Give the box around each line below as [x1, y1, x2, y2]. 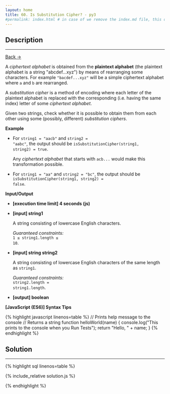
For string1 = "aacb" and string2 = [12, 135, 88, 141]
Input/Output [5, 191, 34, 197]
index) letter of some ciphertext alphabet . [5, 100, 92, 106]
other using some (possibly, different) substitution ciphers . [5, 116, 127, 122]
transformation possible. [12, 161, 64, 167]
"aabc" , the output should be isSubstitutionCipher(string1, [12, 140, 139, 147]
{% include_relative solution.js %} [5, 373, 76, 379]
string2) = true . [12, 146, 49, 152]
